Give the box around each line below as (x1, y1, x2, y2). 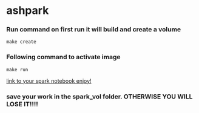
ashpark (6, 4, 49, 18)
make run (6, 66, 29, 73)
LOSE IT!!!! (6, 100, 38, 108)
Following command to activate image (6, 53, 121, 61)
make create (6, 39, 36, 45)
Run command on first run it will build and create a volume (6, 25, 181, 34)
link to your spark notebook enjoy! (6, 77, 92, 85)
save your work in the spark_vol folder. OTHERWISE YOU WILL (6, 92, 193, 100)
